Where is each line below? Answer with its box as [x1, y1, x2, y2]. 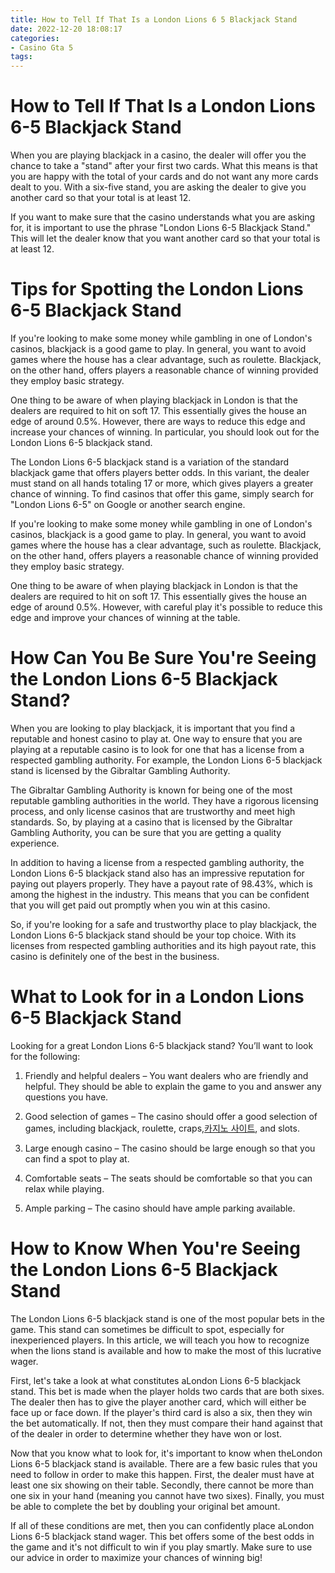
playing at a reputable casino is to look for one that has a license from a [10, 743, 305, 755]
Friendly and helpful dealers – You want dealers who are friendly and [24, 1069, 309, 1081]
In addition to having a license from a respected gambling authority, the [10, 856, 305, 868]
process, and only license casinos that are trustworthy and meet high [10, 805, 296, 817]
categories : [10, 33, 60, 43]
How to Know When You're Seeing [10, 1237, 301, 1260]
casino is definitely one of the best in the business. [10, 950, 220, 962]
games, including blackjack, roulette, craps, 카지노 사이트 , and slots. [24, 1122, 300, 1134]
